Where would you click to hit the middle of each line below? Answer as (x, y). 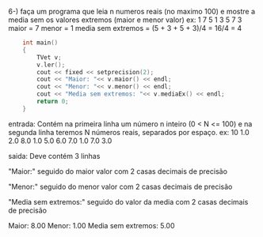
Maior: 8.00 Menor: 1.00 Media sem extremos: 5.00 (92, 225)
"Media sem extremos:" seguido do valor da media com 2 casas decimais (128, 201)
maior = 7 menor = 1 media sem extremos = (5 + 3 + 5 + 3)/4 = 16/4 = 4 (125, 28)
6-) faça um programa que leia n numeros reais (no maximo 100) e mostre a (132, 11)
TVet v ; (49, 57)
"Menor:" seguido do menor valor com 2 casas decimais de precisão (120, 186)
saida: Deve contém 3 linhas (54, 156)
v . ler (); (51, 65)
